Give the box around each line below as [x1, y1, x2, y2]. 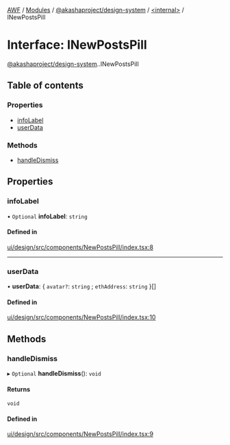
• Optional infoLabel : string [7, 212, 88, 220]
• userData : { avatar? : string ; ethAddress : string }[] [7, 282, 156, 290]
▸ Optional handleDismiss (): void [7, 369, 101, 377]
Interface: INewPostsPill [7, 37, 147, 53]
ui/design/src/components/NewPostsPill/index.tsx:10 [7, 313, 156, 321]
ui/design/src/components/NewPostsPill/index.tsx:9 [7, 430, 154, 438]
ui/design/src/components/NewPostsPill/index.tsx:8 [7, 243, 154, 251]
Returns [7, 385, 31, 393]
